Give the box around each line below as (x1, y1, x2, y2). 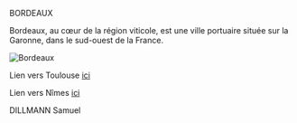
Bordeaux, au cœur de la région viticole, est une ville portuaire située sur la (9, 25, 289, 35)
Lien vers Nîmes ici (9, 88, 80, 98)
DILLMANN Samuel (9, 105, 81, 116)
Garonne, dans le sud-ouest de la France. (9, 35, 164, 45)
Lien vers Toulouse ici (9, 70, 90, 80)
